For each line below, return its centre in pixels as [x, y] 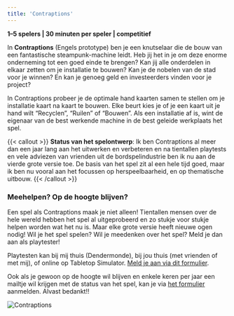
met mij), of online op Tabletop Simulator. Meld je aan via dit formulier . [108, 263]
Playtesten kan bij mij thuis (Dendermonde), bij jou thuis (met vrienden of [113, 255]
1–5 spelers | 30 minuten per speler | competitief [80, 34]
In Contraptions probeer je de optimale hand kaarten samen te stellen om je [116, 98]
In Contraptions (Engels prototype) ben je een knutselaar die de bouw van [115, 47]
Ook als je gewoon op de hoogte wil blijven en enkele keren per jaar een [111, 276]
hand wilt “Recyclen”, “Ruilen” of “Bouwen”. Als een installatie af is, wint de [115, 113]
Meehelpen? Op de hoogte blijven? [68, 197]
